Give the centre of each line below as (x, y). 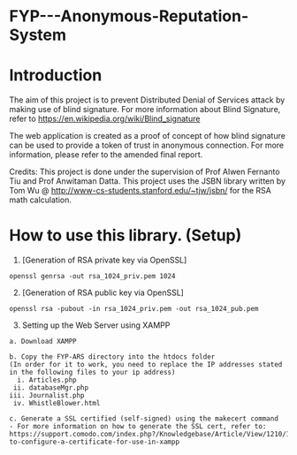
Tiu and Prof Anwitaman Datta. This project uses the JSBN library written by (147, 181)
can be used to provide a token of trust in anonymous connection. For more (147, 145)
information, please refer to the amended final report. (106, 155)
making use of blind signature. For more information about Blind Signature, (145, 110)
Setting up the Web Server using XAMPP (96, 325)
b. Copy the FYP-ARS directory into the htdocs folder (112, 357)
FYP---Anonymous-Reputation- (129, 16)
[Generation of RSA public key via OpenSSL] (103, 292)
